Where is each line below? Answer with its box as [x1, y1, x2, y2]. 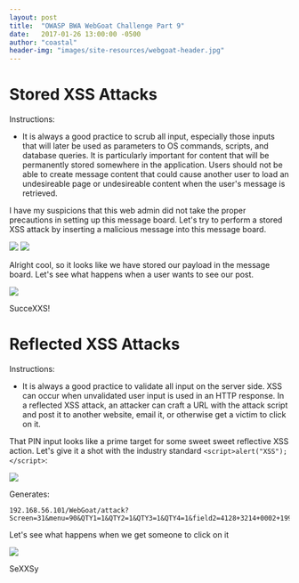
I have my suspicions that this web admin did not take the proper [9, 206, 246, 216]
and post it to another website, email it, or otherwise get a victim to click [21, 409, 287, 419]
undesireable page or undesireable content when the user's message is [21, 179, 286, 190]
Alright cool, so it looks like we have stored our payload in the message [9, 260, 271, 271]
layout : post [9, 12, 58, 22]
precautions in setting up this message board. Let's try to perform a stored [9, 215, 283, 225]
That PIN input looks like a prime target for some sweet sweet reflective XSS [9, 436, 289, 446]
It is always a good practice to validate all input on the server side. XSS [21, 381, 283, 392]
